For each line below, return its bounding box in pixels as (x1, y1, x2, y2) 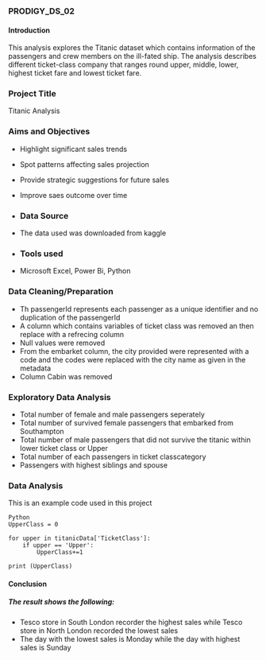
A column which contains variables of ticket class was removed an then (19, 320, 254, 331)
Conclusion (8, 579, 48, 588)
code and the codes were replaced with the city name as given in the (19, 355, 246, 364)
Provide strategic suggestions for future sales (19, 175, 169, 184)
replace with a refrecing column (19, 329, 125, 339)
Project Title (8, 88, 57, 99)
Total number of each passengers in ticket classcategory (19, 452, 206, 461)
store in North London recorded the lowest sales (19, 626, 179, 635)
